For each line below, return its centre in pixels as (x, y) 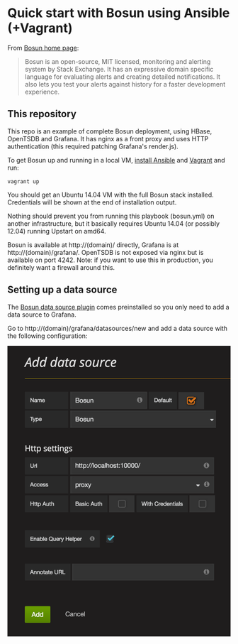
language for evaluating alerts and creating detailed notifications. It (123, 77)
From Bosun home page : (43, 48)
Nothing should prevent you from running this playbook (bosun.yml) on (111, 216)
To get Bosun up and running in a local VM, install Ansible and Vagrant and (116, 160)
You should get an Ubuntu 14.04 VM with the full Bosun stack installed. (110, 195)
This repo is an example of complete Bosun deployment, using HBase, (110, 131)
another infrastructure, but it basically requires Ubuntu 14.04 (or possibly (114, 223)
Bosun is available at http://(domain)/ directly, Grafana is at (93, 245)
